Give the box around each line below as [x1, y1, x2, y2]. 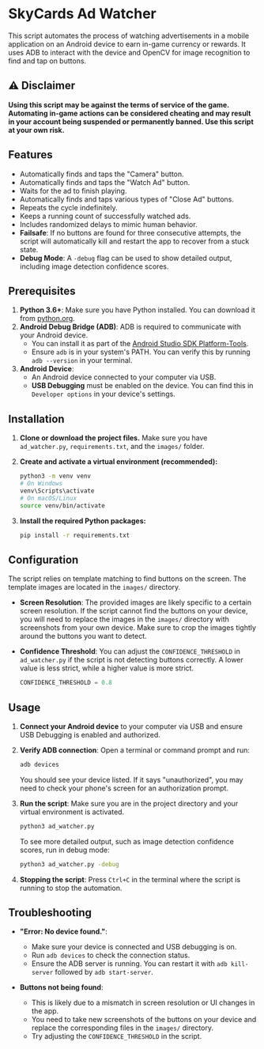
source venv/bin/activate [19, 501, 105, 510]
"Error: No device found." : [19, 926, 108, 937]
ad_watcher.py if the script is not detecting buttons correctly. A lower [19, 655, 243, 665]
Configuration [8, 553, 79, 566]
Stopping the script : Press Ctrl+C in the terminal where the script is [19, 874, 241, 884]
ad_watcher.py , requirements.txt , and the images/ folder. [19, 442, 205, 451]
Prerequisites [8, 284, 76, 297]
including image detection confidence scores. [19, 262, 169, 271]
